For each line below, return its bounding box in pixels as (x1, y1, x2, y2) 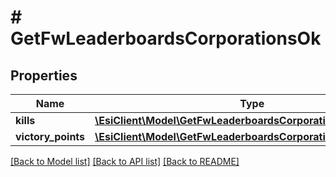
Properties (10, 67, 78, 84)
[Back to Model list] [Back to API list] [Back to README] (10, 156, 240, 167)
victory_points (15, 130, 86, 143)
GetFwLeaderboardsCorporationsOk (10, 27, 322, 50)
